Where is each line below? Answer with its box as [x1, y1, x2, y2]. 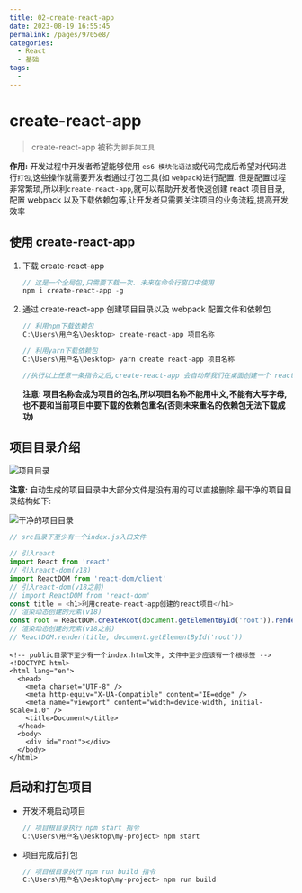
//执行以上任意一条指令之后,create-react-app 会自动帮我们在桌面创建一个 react [22, 371, 295, 380]
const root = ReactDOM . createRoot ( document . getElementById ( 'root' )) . [9, 616, 276, 626]
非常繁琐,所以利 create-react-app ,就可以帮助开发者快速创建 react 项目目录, [9, 183, 286, 194]
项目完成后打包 [22, 849, 78, 860]
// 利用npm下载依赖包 [22, 321, 94, 331]
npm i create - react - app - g [22, 286, 124, 295]
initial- [230, 698, 263, 707]
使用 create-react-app [9, 235, 136, 250]
